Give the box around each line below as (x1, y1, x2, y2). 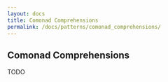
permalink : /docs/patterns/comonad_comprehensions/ (7, 23, 161, 30)
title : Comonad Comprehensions (7, 17, 99, 24)
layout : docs (7, 10, 45, 18)
